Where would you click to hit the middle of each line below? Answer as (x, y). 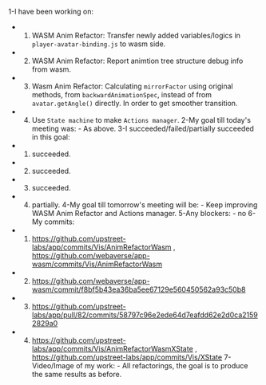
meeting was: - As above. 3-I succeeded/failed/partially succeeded (143, 128)
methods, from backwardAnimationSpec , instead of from (121, 94)
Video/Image (53, 365)
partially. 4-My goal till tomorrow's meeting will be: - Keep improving (145, 205)
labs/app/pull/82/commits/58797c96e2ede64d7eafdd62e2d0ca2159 (145, 315)
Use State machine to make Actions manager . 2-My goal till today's (141, 120)
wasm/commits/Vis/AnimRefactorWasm (97, 264)
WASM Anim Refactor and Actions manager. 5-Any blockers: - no (139, 213)
